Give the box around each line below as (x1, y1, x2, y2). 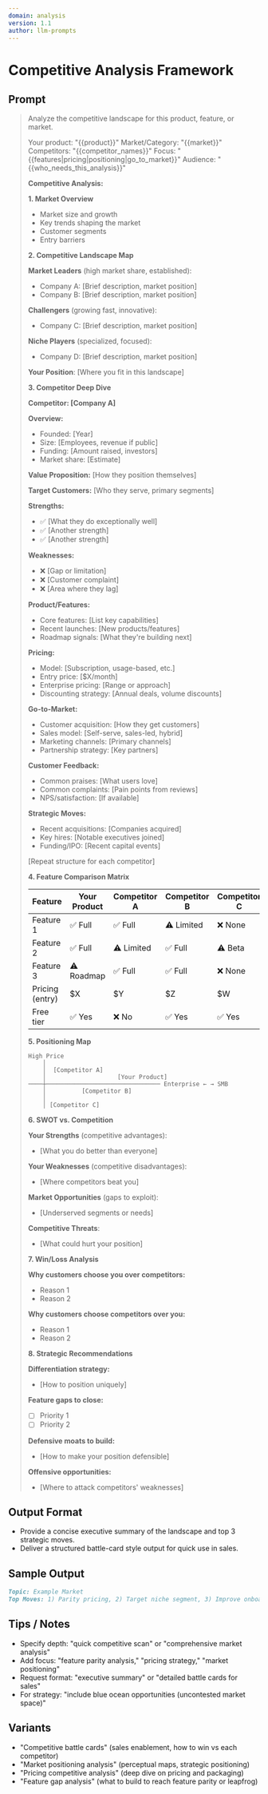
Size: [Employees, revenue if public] (39, 438, 158, 447)
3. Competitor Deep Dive (27, 383, 112, 392)
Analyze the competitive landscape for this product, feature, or (27, 113, 235, 124)
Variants (8, 1721, 52, 1735)
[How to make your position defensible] (39, 1451, 170, 1461)
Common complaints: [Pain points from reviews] (39, 784, 199, 795)
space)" (19, 1698, 46, 1708)
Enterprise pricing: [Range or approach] (39, 681, 171, 690)
